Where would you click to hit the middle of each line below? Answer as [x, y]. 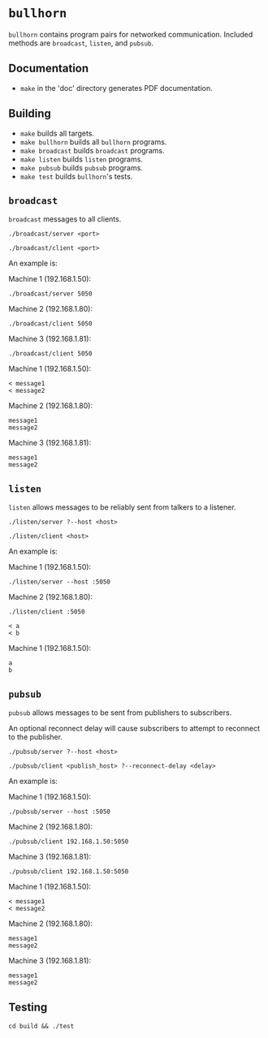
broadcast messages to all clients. [65, 219]
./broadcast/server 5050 [50, 294]
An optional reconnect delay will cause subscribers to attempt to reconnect [134, 728]
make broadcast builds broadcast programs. [92, 150]
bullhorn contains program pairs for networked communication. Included [131, 34]
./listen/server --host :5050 [60, 582]
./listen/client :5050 [47, 612]
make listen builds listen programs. [82, 159]
